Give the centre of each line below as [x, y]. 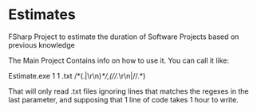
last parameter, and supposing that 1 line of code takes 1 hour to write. [124, 99]
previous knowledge [42, 44]
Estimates [42, 15]
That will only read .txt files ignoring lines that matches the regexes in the [128, 91]
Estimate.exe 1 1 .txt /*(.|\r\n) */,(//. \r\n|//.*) [77, 75]
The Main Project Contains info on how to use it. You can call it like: [119, 60]
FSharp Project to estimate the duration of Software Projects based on [124, 37]
